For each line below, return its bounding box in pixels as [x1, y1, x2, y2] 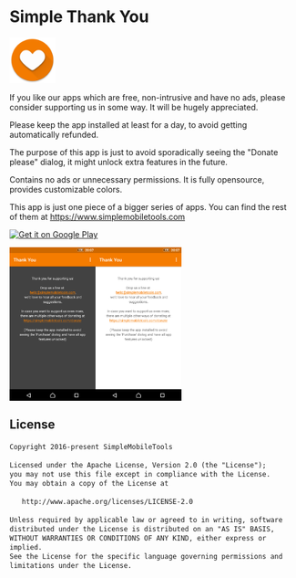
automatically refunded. [9, 129, 98, 140]
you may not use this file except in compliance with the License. [9, 469, 271, 478]
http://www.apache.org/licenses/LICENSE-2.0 [21, 497, 194, 506]
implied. [9, 542, 43, 552]
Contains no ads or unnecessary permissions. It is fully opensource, [9, 173, 265, 184]
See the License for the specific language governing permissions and [9, 552, 283, 561]
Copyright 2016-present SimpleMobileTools [9, 442, 173, 451]
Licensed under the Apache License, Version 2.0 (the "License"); [9, 460, 267, 469]
